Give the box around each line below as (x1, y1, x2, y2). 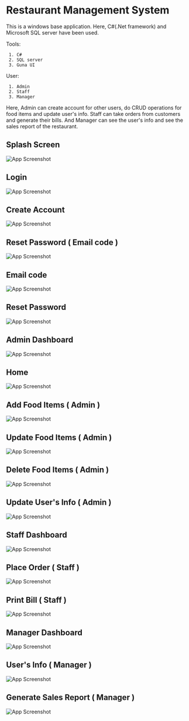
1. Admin (8, 83, 30, 90)
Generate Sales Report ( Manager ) (6, 692, 135, 703)
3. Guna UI (8, 62, 35, 68)
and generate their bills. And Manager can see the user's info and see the (6, 117, 183, 124)
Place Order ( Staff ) (6, 562, 80, 572)
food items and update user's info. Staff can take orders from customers (6, 110, 181, 117)
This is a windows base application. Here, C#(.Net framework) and (6, 23, 167, 30)
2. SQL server (8, 57, 43, 63)
